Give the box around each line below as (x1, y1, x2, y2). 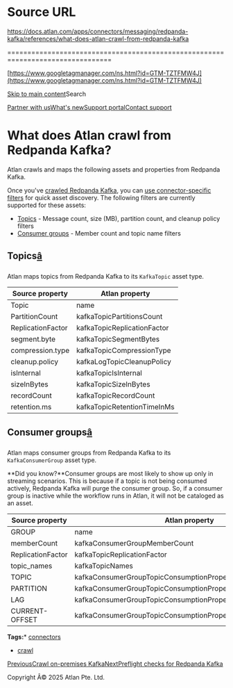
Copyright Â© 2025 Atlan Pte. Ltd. (7, 673, 105, 681)
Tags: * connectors (7, 632, 61, 641)
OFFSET (10, 614, 38, 624)
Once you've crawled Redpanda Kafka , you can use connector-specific (7, 186, 212, 195)
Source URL (7, 4, 76, 20)
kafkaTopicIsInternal (76, 368, 142, 377)
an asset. (7, 498, 33, 507)
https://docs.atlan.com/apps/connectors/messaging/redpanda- (7, 27, 189, 35)
